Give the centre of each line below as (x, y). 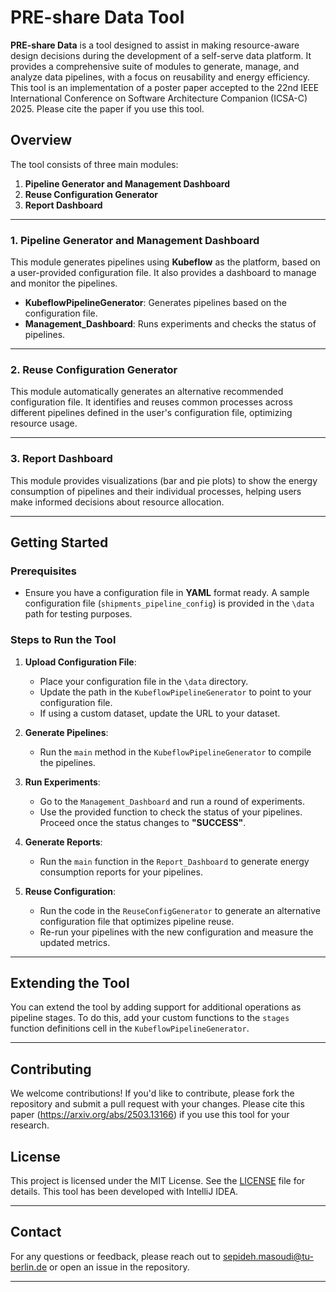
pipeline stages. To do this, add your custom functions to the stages (150, 1018)
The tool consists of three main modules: (94, 164)
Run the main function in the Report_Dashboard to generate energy (174, 861)
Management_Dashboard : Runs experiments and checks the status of (170, 324)
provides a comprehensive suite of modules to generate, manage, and (155, 66)
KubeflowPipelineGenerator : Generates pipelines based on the (156, 303)
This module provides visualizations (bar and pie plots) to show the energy (164, 480)
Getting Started (59, 542)
